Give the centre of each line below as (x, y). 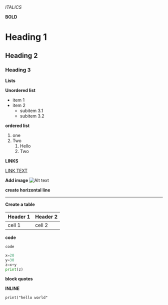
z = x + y (11, 264)
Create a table (20, 204)
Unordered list (20, 90)
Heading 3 (18, 69)
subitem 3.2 (32, 116)
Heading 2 (22, 55)
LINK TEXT (16, 170)
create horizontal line (28, 190)
